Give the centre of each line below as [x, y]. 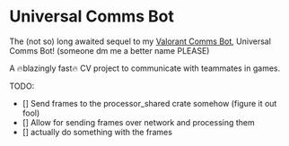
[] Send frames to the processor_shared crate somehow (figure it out [149, 103]
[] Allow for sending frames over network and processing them [139, 122]
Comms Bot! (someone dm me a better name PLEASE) [109, 50]
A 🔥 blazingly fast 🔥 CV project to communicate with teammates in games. [145, 68]
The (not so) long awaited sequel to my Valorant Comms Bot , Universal [140, 41]
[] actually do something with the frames [97, 132]
